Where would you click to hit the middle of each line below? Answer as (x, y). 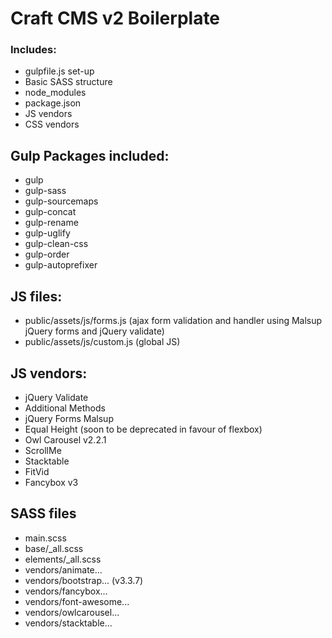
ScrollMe (43, 450)
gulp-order (47, 254)
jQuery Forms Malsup (69, 418)
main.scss (45, 538)
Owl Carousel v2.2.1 (65, 439)
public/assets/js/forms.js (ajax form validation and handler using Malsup (173, 321)
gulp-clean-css (56, 244)
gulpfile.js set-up (59, 71)
